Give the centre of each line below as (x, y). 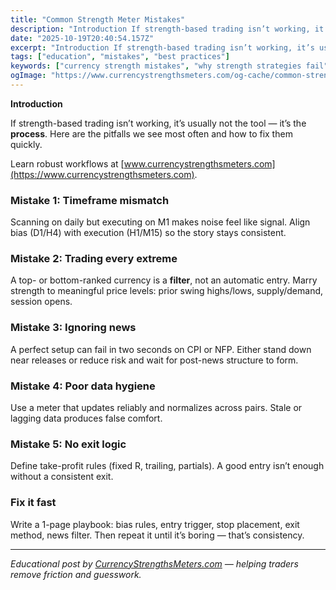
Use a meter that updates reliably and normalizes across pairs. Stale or (156, 408)
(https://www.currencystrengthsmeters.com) (102, 174)
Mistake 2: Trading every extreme (94, 259)
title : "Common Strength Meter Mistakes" (98, 19)
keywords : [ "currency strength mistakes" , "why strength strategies (156, 66)
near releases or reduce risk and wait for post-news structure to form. (154, 360)
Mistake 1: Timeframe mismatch (90, 200)
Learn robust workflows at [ (67, 163)
